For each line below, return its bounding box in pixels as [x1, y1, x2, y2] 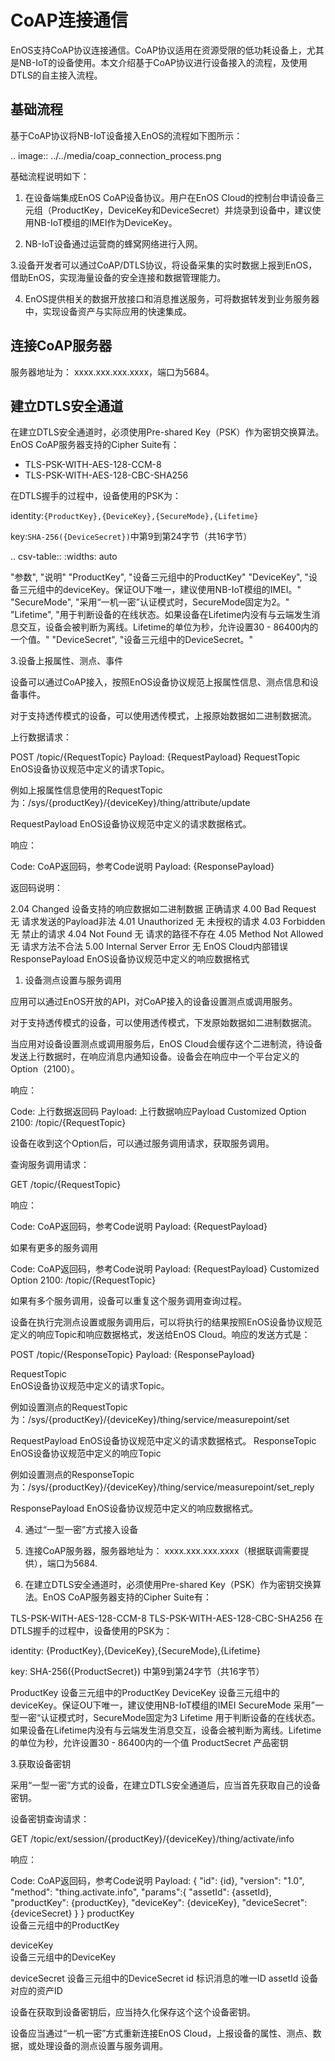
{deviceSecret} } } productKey [10, 1907, 135, 1920]
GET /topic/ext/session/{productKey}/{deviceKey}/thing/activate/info [10, 1833, 295, 1845]
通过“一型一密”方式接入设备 [24, 1524, 139, 1536]
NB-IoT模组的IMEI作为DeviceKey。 [33, 216, 178, 228]
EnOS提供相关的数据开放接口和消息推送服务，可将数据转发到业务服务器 [24, 292, 320, 305]
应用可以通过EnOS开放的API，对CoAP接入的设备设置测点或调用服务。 [10, 996, 298, 1008]
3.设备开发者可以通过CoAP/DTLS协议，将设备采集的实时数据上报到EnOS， [10, 259, 318, 271]
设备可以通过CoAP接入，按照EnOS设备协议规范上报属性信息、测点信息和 [10, 676, 311, 688]
